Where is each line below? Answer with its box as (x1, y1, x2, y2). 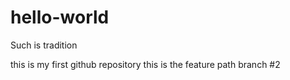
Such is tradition (10, 39, 78, 51)
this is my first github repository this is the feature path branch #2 (10, 58, 281, 70)
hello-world (10, 6, 110, 29)
